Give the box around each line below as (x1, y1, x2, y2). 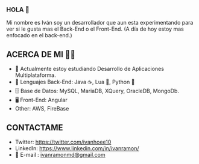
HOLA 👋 (6, 5, 30, 14)
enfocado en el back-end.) (6, 32, 72, 39)
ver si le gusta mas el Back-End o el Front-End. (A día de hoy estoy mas (6, 25, 184, 32)
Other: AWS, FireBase (14, 105, 69, 112)
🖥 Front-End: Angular (14, 96, 68, 104)
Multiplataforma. (14, 71, 56, 79)
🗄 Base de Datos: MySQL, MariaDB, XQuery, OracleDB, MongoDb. (14, 87, 180, 95)
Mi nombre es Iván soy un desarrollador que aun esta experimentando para (6, 19, 194, 26)
